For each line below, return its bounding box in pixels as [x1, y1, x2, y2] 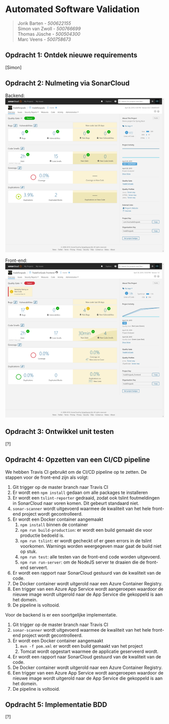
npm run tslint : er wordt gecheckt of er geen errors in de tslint [20, 537, 152, 543]
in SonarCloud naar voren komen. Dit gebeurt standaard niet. [12, 500, 140, 506]
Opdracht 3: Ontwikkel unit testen [5, 427, 115, 436]
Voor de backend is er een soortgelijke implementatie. [5, 611, 118, 618]
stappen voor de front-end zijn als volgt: [5, 474, 89, 480]
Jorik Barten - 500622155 [17, 20, 72, 26]
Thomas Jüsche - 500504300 [17, 31, 81, 37]
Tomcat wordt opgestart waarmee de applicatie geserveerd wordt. [20, 648, 159, 654]
